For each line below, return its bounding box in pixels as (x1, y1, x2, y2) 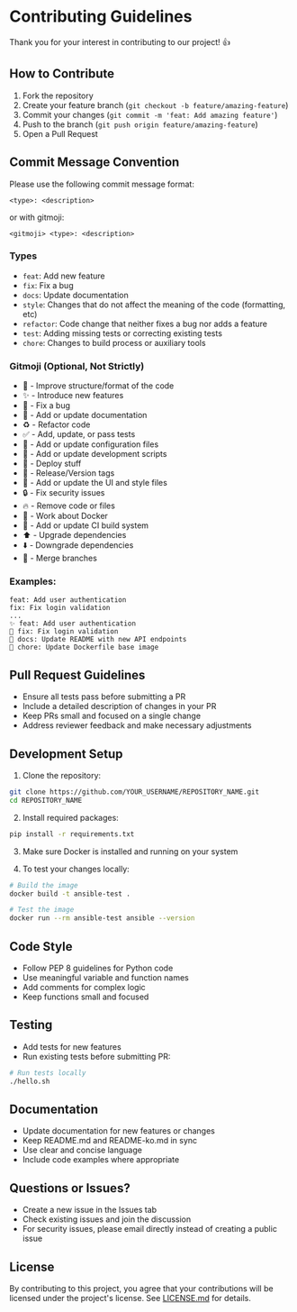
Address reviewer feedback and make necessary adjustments (22, 720, 252, 731)
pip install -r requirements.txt (9, 829, 135, 839)
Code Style (9, 939, 73, 954)
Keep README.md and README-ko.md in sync (22, 1135, 198, 1146)
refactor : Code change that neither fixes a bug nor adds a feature (22, 318, 268, 329)
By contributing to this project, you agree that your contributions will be (9, 1283, 274, 1294)
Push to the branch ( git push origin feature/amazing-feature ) (22, 119, 258, 130)
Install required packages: (22, 812, 119, 823)
